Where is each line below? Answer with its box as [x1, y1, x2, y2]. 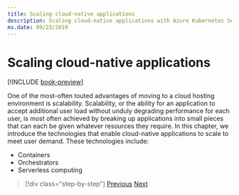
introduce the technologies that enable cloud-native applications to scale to [7, 130, 229, 138]
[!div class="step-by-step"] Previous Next [24, 179, 148, 189]
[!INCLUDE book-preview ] [7, 78, 84, 86]
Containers [17, 151, 51, 159]
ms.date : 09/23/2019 [7, 23, 69, 31]
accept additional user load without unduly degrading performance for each [7, 107, 230, 115]
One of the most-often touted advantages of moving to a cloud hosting [7, 92, 215, 100]
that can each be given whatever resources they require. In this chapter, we [7, 122, 229, 130]
